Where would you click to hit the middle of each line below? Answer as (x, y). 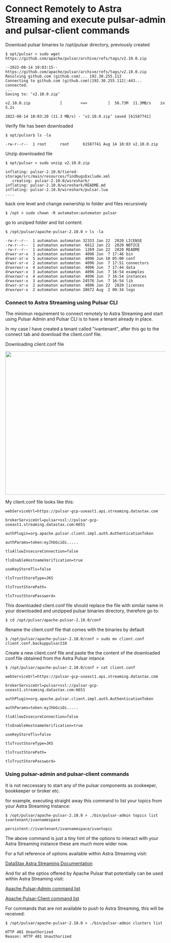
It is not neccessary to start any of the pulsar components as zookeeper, (81, 785)
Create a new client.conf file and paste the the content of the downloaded (83, 653)
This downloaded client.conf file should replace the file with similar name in (84, 606)
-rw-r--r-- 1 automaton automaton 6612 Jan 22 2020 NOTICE (73, 245)
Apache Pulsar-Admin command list (43, 888)
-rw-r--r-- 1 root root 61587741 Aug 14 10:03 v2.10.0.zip (82, 144)
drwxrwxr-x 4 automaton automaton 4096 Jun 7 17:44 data (70, 267)
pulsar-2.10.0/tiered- (54, 172)
